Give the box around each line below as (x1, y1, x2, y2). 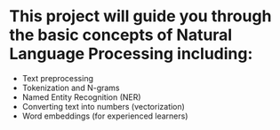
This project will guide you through (9, 6, 272, 27)
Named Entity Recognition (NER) (21, 91, 141, 103)
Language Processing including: (9, 44, 253, 64)
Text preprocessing (21, 73, 93, 83)
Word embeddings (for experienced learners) (21, 111, 188, 121)
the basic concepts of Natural (9, 25, 233, 45)
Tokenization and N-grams (21, 82, 120, 93)
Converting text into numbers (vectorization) (21, 101, 185, 111)
